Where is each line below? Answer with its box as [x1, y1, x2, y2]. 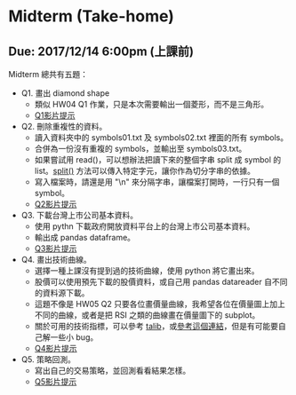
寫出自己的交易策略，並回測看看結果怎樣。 [34, 366, 191, 375]
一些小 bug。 [50, 332, 99, 343]
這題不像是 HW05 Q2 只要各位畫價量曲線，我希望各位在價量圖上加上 [34, 299, 285, 309]
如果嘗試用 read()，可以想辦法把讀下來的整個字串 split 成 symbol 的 [34, 154, 282, 165]
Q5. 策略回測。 [20, 354, 76, 365]
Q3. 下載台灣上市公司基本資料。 [20, 210, 139, 220]
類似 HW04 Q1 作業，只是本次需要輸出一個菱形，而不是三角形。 [34, 99, 268, 109]
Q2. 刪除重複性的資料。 [20, 122, 108, 131]
